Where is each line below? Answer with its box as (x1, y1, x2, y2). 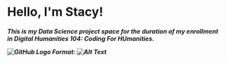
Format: (52, 47, 76, 55)
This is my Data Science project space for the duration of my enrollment (7, 27, 219, 35)
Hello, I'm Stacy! (7, 4, 104, 20)
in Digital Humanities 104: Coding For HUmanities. (7, 34, 155, 42)
